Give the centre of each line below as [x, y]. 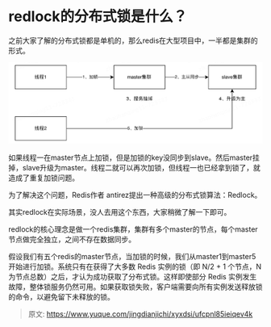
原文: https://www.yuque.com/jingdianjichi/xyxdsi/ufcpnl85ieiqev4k [140, 314]
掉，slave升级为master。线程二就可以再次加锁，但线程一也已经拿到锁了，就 [134, 168]
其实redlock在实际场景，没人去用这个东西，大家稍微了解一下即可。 [120, 212]
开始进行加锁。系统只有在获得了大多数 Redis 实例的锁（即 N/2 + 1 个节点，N [135, 266]
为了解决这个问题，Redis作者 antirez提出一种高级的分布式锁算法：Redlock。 [135, 195]
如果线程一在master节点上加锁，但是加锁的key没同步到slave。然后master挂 [134, 157]
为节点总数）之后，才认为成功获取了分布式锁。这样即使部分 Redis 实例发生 [133, 277]
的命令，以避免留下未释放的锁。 [61, 297]
